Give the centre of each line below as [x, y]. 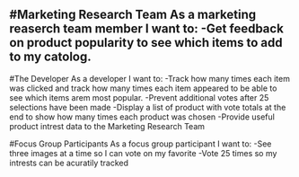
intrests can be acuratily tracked [69, 163]
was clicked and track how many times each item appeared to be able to [143, 88]
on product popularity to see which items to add [146, 43]
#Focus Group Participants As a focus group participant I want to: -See [141, 144]
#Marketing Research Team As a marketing [133, 15]
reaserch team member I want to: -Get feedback [147, 29]
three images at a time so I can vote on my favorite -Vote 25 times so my [143, 153]
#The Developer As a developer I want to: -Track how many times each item [149, 78]
